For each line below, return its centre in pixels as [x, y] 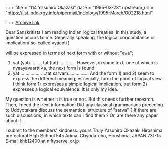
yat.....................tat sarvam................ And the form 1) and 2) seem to [83, 73]
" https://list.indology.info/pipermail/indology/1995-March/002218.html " [79, 13]
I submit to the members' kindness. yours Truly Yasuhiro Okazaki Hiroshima [84, 130]
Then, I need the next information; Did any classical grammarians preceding [84, 105]
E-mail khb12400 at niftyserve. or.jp [42, 141]
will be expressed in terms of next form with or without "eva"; [69, 53]
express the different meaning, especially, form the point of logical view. [88, 79]
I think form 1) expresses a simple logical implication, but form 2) [80, 84]
